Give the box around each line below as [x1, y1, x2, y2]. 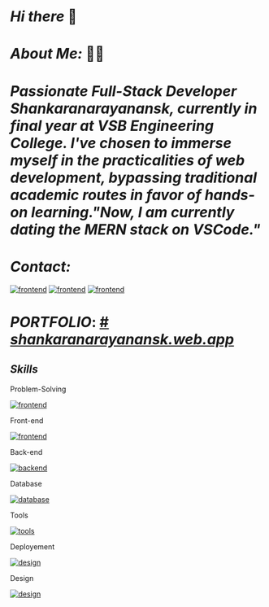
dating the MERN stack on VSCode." [10, 220, 261, 238]
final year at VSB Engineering [10, 116, 215, 135]
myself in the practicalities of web [10, 151, 245, 169]
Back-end [10, 447, 43, 456]
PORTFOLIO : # [10, 312, 110, 331]
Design [10, 573, 34, 583]
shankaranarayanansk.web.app [10, 330, 235, 348]
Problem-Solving [10, 384, 67, 394]
